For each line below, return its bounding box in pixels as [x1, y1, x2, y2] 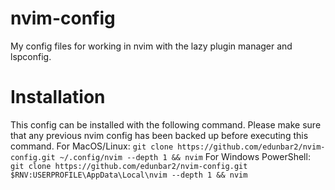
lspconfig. [10, 50, 52, 62]
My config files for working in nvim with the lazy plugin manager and [10, 40, 293, 52]
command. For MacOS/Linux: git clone [10, 140, 174, 152]
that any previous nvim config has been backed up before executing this [10, 129, 309, 141]
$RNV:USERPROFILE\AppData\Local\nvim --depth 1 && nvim [10, 170, 248, 180]
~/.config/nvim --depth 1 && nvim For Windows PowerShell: [59, 150, 311, 162]
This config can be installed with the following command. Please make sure [10, 118, 322, 131]
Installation [10, 86, 106, 109]
